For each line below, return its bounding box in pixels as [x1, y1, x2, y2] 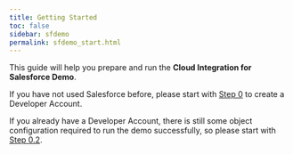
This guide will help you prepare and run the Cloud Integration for [9, 62, 252, 73]
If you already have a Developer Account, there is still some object [9, 116, 253, 126]
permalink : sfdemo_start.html [9, 37, 122, 47]
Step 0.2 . [9, 134, 43, 145]
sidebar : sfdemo [9, 29, 69, 38]
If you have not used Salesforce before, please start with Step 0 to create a [9, 89, 285, 100]
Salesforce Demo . [9, 72, 77, 83]
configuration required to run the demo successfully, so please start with [9, 126, 276, 136]
